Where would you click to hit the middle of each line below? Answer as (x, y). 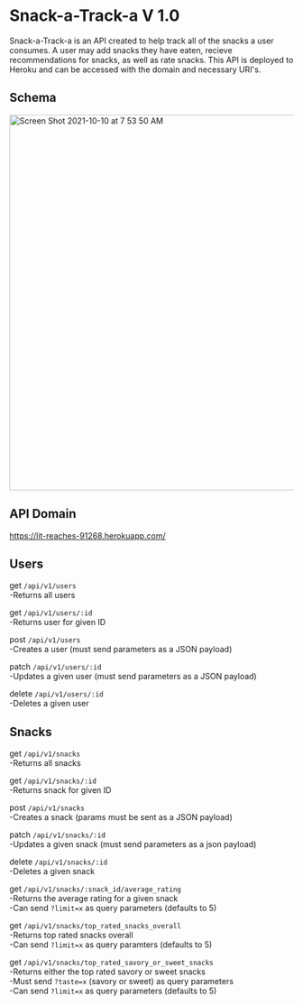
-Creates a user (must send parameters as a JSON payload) (121, 650)
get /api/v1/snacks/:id (53, 780)
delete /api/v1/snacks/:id (59, 862)
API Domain (43, 514)
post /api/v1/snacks (47, 807)
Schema (33, 98)
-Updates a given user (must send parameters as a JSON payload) (133, 677)
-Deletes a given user (50, 704)
